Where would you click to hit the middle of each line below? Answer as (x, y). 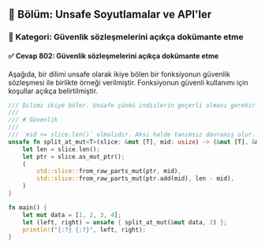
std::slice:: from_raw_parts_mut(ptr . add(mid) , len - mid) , (136, 178)
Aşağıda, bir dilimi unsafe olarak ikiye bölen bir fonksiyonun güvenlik (119, 74)
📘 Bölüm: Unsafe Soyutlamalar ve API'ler (110, 15)
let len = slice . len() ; (62, 149)
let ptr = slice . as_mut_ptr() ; (74, 156)
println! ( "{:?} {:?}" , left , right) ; (84, 230)
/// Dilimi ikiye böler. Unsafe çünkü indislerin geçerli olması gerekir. (134, 105)
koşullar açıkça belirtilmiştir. (53, 91)
